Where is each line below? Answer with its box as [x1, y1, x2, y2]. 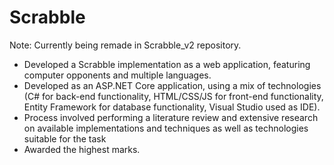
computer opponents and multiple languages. [23, 69, 212, 81]
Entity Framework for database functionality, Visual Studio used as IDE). [23, 101, 321, 113]
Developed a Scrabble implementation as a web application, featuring [23, 58, 311, 70]
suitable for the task [23, 132, 107, 145]
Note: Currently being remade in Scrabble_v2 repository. [9, 39, 242, 51]
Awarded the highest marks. [23, 143, 141, 155]
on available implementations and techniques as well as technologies [23, 122, 309, 134]
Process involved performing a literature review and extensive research [23, 111, 319, 123]
